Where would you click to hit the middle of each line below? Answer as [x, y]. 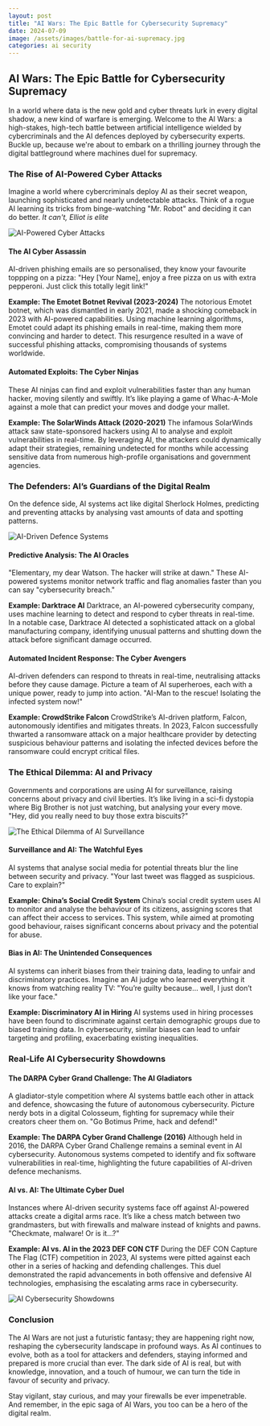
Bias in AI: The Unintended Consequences [80, 953]
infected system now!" [45, 702]
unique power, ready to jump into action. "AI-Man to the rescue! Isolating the [135, 693]
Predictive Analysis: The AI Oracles [69, 555]
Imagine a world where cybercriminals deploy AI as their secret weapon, [128, 192]
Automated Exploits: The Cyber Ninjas [74, 372]
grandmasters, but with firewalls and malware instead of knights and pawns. [135, 1225]
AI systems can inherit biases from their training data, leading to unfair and [132, 971]
